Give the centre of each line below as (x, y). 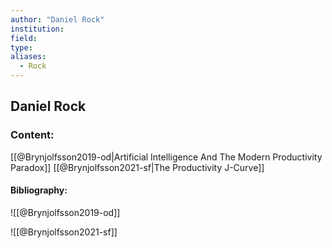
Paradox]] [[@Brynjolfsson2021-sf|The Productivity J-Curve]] (137, 167)
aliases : (28, 57)
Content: (32, 135)
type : (21, 47)
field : (24, 38)
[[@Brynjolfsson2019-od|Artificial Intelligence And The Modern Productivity (166, 157)
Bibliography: (39, 190)
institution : (37, 29)
